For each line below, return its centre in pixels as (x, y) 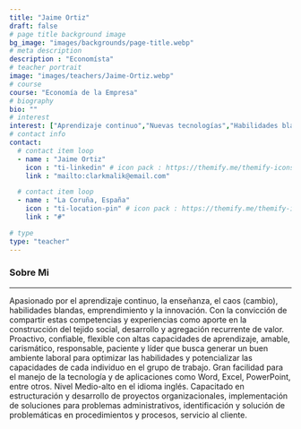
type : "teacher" (39, 241)
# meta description (46, 51)
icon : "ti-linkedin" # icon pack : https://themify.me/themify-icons (160, 167)
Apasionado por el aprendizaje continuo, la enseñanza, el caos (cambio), (144, 300)
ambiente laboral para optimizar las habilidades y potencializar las (131, 357)
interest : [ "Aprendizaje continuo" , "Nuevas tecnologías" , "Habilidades (144, 126)
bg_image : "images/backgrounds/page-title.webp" (102, 43)
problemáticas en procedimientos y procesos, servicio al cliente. (129, 415)
